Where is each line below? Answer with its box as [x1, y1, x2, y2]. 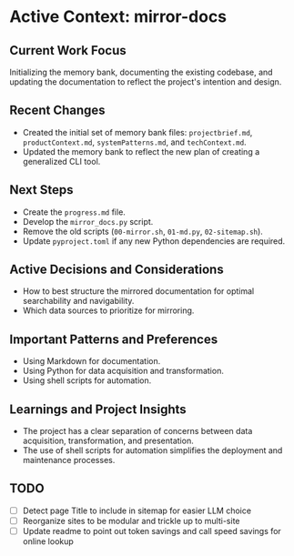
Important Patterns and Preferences [9, 331, 218, 347]
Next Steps [9, 182, 74, 197]
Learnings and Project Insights [9, 401, 187, 417]
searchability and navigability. [22, 296, 135, 307]
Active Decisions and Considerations [9, 262, 225, 278]
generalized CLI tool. [22, 156, 101, 167]
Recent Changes [9, 103, 106, 118]
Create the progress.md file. [22, 207, 126, 217]
